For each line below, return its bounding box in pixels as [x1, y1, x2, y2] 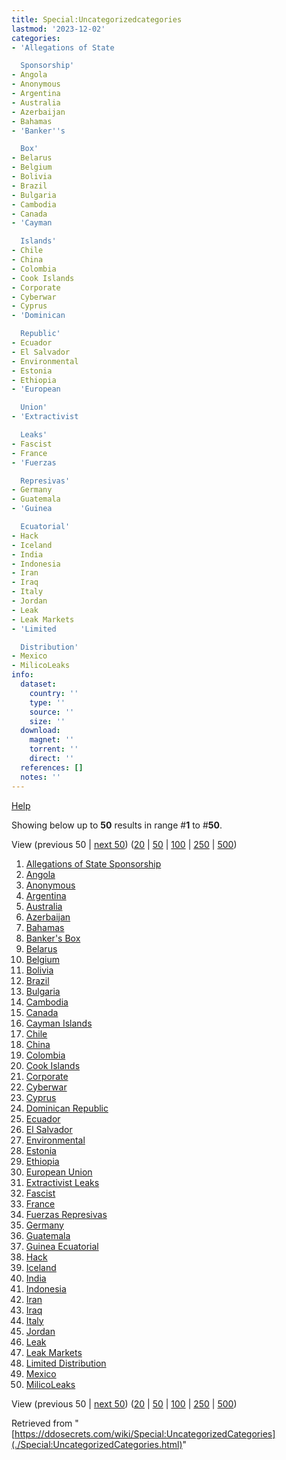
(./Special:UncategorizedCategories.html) [11, 1438, 183, 1450]
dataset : [20, 679, 57, 689]
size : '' [29, 716, 66, 726]
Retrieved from [11, 1417, 73, 1429]
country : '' [29, 688, 79, 698]
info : [11, 670, 34, 680]
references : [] [20, 762, 84, 773]
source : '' [29, 707, 75, 717]
